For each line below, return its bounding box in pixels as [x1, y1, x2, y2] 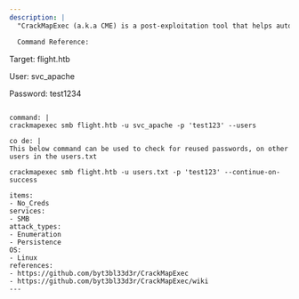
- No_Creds [9, 198, 50, 207]
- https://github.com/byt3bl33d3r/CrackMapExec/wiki [9, 277, 209, 286]
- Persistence [9, 238, 62, 246]
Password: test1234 [9, 88, 82, 99]
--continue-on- [223, 167, 280, 176]
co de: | [9, 136, 42, 145]
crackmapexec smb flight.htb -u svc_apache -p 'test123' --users [9, 121, 256, 130]
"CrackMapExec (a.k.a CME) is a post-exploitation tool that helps [17, 21, 273, 30]
